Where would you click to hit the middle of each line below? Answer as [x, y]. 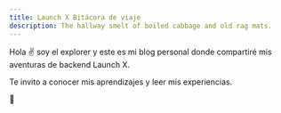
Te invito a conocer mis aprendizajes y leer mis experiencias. [121, 82]
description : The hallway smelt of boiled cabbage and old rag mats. [141, 26]
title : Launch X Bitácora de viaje [75, 17]
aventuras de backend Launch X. [70, 64]
